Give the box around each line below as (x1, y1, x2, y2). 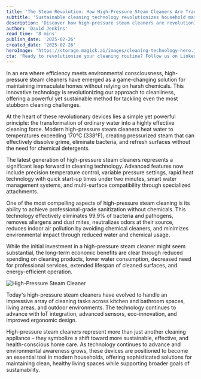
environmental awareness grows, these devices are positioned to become (6, 347, 188, 354)
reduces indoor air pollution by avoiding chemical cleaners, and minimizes (6, 224, 189, 232)
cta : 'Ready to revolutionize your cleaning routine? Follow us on (6, 53, 178, 59)
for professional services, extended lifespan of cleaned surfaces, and (6, 261, 178, 269)
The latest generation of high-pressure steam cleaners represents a (6, 156, 173, 163)
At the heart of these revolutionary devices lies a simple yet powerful (6, 113, 176, 120)
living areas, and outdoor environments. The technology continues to (6, 304, 176, 311)
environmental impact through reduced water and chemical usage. (6, 231, 170, 238)
